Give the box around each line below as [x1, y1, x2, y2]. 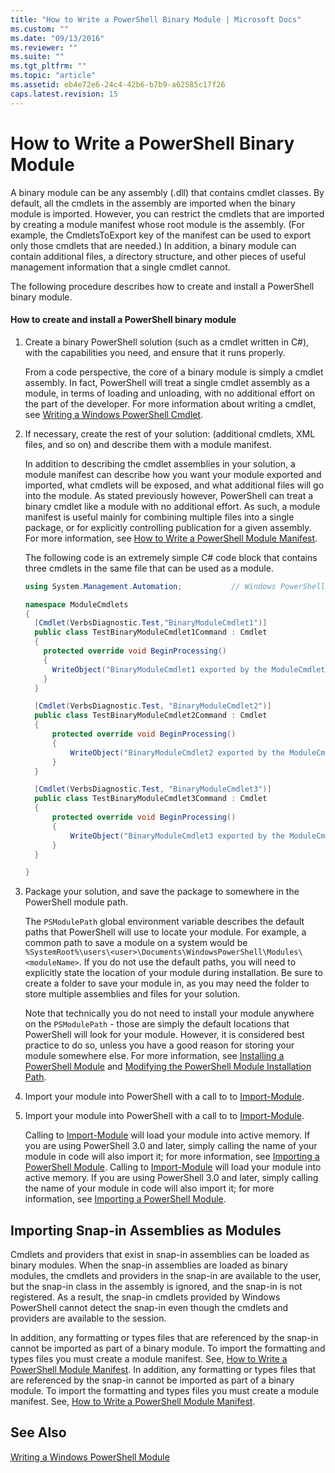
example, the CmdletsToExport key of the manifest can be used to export [10, 229, 312, 241]
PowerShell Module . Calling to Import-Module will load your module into [24, 1161, 322, 1173]
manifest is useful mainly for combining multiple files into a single [24, 511, 295, 523]
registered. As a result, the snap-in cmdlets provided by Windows [10, 1291, 281, 1303]
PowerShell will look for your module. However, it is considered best [24, 1029, 305, 1041]
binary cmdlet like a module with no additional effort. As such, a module [24, 500, 321, 512]
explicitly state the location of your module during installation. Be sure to [24, 967, 323, 979]
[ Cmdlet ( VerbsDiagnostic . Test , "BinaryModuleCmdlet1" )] [34, 618, 268, 628]
